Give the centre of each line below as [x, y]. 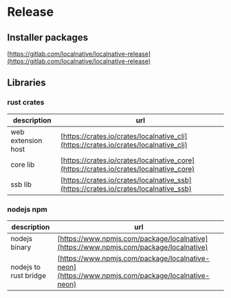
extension [26, 140]
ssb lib [21, 184]
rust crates [26, 103]
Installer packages [48, 38]
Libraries [26, 83]
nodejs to [26, 267]
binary [21, 247]
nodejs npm [27, 209]
